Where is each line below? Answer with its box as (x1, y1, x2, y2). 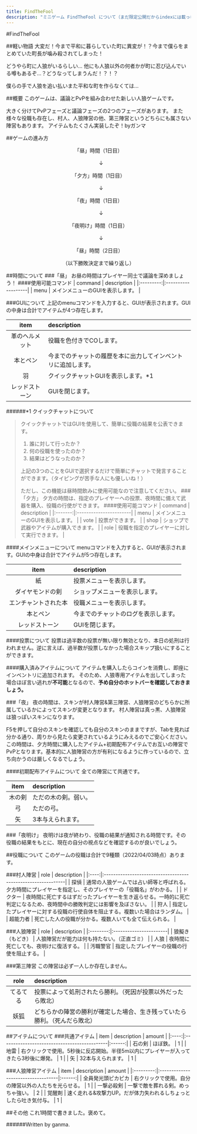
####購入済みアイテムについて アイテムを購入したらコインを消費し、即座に (6, 664, 189, 671)
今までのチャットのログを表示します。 (73, 610, 179, 618)
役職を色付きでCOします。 (47, 336, 121, 344)
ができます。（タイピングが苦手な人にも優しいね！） (20, 474, 147, 481)
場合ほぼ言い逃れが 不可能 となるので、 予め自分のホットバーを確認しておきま (6, 679, 191, 686)
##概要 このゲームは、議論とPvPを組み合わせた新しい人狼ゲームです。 (6, 95, 177, 102)
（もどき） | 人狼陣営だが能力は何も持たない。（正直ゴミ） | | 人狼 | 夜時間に (6, 935, 190, 942)
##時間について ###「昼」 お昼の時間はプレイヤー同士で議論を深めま (6, 272, 174, 279)
